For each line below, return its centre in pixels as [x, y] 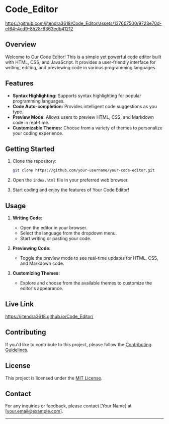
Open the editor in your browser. [54, 228]
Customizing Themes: [36, 273]
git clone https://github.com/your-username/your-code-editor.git [83, 170]
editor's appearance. [42, 289]
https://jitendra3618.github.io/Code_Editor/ [50, 316]
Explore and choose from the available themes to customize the [86, 283]
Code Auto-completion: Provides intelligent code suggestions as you [85, 106]
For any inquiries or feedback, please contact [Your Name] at [68, 406]
